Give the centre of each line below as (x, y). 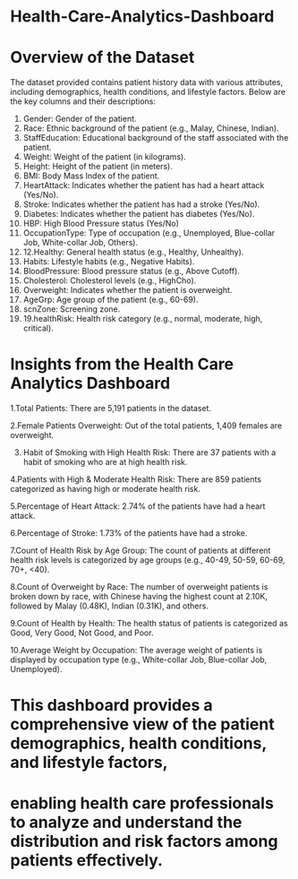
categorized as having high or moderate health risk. (105, 489)
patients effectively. (87, 861)
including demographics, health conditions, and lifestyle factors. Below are (148, 92)
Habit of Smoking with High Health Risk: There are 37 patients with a (149, 452)
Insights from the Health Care (122, 364)
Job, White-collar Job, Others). (80, 243)
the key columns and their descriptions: (83, 101)
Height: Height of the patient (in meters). (98, 167)
